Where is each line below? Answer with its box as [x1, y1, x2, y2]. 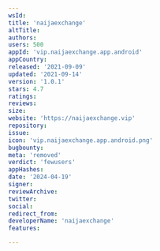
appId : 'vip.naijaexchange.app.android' [8, 48, 143, 56]
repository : [8, 122, 47, 129]
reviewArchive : [8, 187, 58, 196]
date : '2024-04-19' [8, 173, 73, 182]
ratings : [8, 92, 37, 100]
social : [8, 202, 34, 210]
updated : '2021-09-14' [8, 70, 83, 78]
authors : [8, 33, 37, 42]
